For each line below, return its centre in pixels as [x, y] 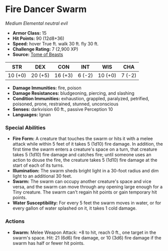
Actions [15, 221]
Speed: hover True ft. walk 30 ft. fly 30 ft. [56, 43]
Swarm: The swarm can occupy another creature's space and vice [82, 181]
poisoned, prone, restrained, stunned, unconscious [65, 104]
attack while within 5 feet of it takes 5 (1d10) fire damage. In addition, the [88, 144]
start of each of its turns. [38, 165]
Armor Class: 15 [29, 33]
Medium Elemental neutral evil [36, 23]
